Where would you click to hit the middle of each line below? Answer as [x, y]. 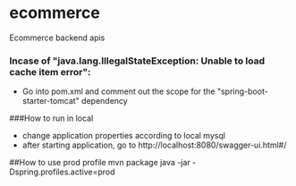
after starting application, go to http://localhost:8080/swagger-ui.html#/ [154, 145]
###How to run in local [51, 118]
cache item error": [50, 72]
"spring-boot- [242, 91]
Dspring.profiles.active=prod [62, 172]
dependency [105, 101]
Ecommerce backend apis [57, 38]
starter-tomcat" [51, 101]
